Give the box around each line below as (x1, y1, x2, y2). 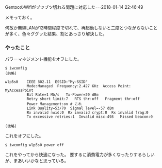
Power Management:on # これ (26, 101, 82, 107)
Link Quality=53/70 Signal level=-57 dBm (26, 106, 114, 111)
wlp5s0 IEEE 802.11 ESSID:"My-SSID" (5, 80, 88, 84)
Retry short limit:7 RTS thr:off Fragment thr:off (26, 97, 140, 101)
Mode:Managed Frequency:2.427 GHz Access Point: (26, 84, 131, 89)
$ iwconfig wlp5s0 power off (5, 143, 64, 148)
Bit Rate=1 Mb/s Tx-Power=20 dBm (26, 92, 98, 97)
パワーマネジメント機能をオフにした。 (5, 56, 81, 62)
